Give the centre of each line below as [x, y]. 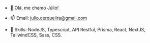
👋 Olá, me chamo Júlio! [34, 8]
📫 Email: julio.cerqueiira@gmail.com [49, 18]
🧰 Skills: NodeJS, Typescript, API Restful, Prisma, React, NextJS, [78, 30]
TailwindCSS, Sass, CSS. [36, 35]
